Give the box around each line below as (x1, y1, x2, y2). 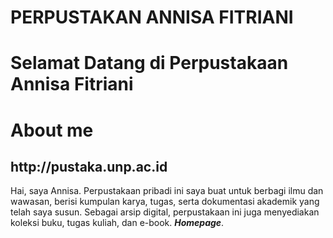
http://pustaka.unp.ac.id (10, 158, 168, 175)
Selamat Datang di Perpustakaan (10, 52, 289, 75)
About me (10, 119, 94, 141)
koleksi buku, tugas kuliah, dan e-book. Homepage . (10, 217, 225, 229)
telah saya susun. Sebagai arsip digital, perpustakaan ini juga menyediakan (10, 206, 320, 218)
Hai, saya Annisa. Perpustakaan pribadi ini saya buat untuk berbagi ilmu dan (10, 185, 324, 197)
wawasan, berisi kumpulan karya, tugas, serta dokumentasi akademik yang (10, 196, 320, 208)
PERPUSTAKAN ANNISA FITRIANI (10, 6, 294, 29)
